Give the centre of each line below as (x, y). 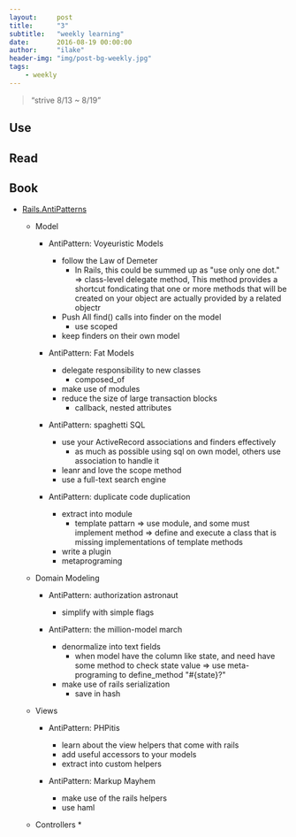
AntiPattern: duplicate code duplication (119, 497)
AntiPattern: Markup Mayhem (102, 781)
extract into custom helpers (111, 764)
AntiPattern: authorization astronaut (113, 595)
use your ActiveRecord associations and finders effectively (169, 442)
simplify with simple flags (108, 612)
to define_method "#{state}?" (173, 675)
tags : (19, 67)
